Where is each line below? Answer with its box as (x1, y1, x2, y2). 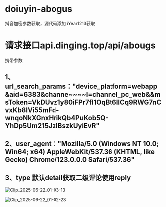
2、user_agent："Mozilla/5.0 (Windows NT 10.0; (5, 139, 159, 148)
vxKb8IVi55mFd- (5, 106, 59, 115)
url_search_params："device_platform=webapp (5, 82, 158, 91)
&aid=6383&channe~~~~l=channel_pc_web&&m (5, 90, 161, 99)
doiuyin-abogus (5, 3, 73, 15)
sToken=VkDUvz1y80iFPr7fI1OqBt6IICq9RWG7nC (5, 98, 162, 107)
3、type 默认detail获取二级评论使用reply (5, 174, 131, 182)
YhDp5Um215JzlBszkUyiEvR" (5, 122, 100, 130)
